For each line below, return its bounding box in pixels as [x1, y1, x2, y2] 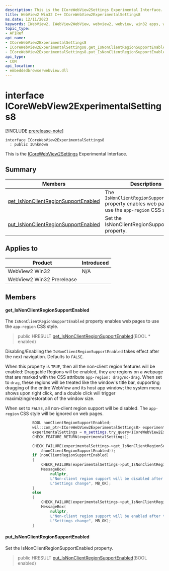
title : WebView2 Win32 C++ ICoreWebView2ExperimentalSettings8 [5, 12, 141, 17]
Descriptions [130, 180, 162, 187]
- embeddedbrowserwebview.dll [5, 68, 69, 73]
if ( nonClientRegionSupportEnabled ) [32, 453, 109, 458]
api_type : [5, 54, 26, 59]
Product [32, 259, 52, 266]
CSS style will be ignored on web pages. [20, 411, 104, 417]
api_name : [5, 36, 26, 41]
